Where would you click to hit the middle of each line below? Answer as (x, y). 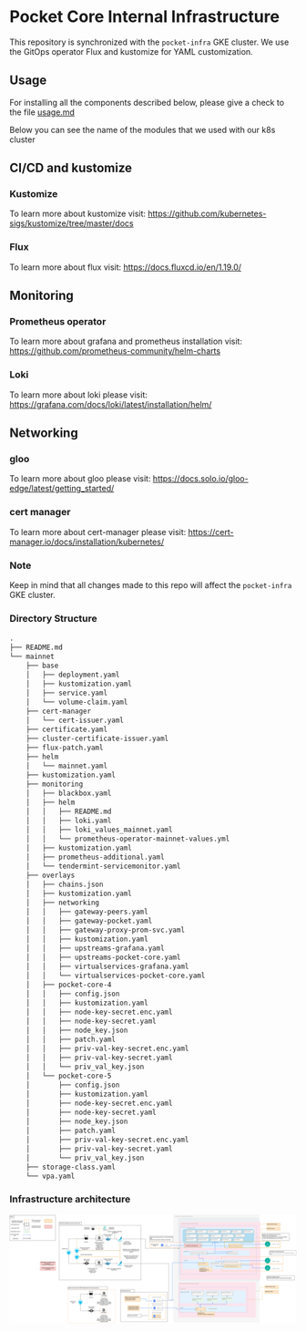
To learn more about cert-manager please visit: (98, 532)
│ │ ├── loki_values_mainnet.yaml (99, 830)
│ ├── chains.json (65, 885)
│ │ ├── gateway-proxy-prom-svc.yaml (105, 930)
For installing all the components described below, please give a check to (147, 102)
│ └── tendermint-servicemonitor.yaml (103, 867)
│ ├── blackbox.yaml (69, 794)
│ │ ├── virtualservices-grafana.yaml (107, 967)
